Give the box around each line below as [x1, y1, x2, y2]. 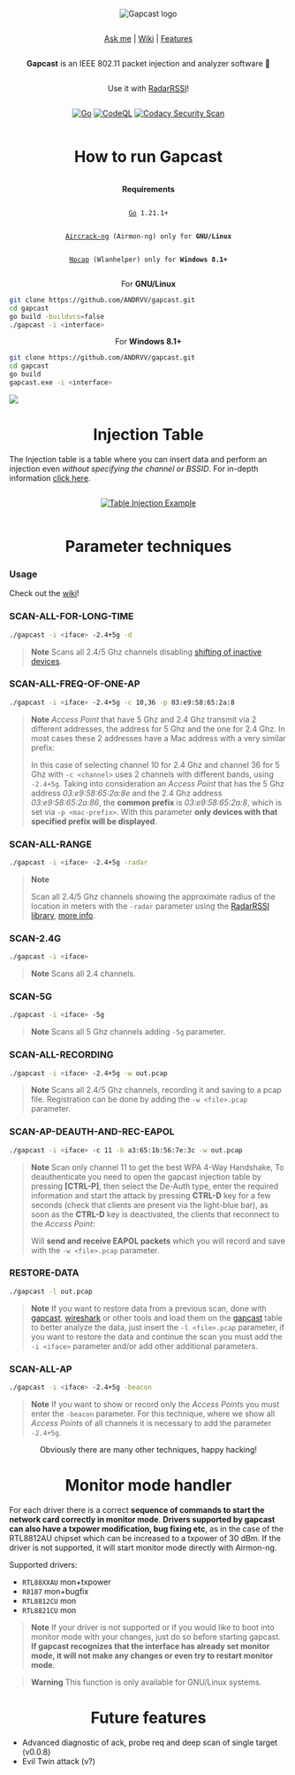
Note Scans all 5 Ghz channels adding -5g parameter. [30, 1027, 226, 1037]
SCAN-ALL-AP [9, 1362, 72, 1375]
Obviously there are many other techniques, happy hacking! [39, 1444, 258, 1454]
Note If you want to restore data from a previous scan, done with [30, 1303, 267, 1314]
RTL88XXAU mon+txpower [21, 1577, 111, 1587]
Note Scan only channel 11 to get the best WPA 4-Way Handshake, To [30, 1161, 284, 1173]
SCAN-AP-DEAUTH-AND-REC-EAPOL [9, 1126, 175, 1138]
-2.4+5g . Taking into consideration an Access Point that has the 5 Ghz [30, 778, 285, 788]
